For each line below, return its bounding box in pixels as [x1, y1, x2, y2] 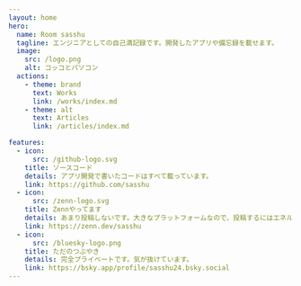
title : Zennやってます [24, 205, 102, 214]
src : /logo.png [24, 55, 82, 64]
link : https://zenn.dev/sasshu [24, 221, 142, 230]
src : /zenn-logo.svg [31, 197, 110, 206]
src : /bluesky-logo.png [31, 238, 122, 247]
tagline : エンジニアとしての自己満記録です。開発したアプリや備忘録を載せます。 [16, 38, 279, 48]
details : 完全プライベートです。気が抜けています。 [24, 255, 194, 264]
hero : [8, 22, 29, 31]
